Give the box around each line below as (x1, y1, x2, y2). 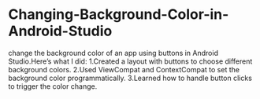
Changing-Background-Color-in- (8, 5, 229, 24)
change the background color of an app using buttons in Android (8, 48, 219, 57)
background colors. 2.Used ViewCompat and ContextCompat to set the (8, 64, 240, 74)
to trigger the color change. (8, 81, 98, 91)
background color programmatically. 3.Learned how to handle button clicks (8, 73, 252, 82)
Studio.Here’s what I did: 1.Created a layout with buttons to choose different (8, 57, 253, 66)
